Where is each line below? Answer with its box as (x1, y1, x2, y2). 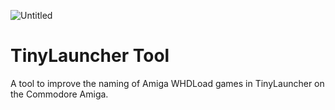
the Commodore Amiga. (10, 88, 109, 100)
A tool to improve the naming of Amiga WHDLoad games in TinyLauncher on (10, 77, 325, 89)
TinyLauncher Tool (10, 45, 170, 67)
